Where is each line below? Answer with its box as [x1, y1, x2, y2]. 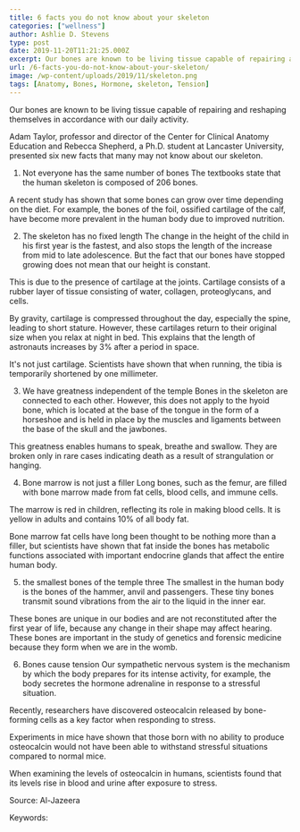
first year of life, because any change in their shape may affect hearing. [9, 623, 272, 633]
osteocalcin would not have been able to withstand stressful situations [9, 741, 268, 751]
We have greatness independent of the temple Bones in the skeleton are [21, 386, 288, 396]
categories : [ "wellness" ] [9, 21, 105, 30]
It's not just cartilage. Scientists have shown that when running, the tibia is [9, 359, 283, 369]
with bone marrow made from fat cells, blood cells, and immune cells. [21, 487, 279, 497]
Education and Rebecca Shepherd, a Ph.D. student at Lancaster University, [9, 140, 285, 151]
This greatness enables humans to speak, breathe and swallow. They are [9, 440, 278, 452]
